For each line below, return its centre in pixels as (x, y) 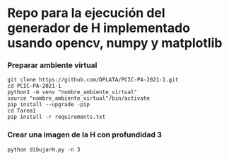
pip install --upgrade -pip (49, 105)
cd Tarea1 (22, 111)
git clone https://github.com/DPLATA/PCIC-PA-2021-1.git (93, 80)
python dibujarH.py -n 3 (44, 149)
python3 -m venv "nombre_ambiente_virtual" (72, 92)
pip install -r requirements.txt (57, 117)
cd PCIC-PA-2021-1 (34, 86)
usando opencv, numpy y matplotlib (115, 43)
